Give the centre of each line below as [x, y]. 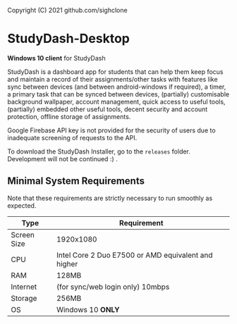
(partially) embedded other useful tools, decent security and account [108, 109]
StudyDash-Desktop [69, 39]
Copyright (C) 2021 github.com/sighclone [68, 10]
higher [67, 263]
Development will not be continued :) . [62, 158]
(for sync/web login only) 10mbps [113, 287]
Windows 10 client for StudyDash [56, 58]
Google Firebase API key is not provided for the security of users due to [112, 130]
